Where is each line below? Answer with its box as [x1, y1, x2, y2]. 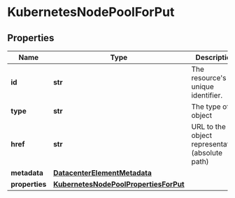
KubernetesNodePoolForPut [7, 4, 175, 20]
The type [191, 102, 222, 112]
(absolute [191, 148, 222, 158]
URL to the [191, 122, 226, 131]
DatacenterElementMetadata [53, 168, 152, 178]
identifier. [191, 91, 222, 100]
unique [191, 82, 215, 91]
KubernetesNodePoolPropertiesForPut [53, 179, 185, 189]
